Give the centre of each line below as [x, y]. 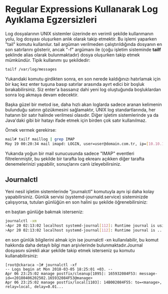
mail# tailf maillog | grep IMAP [40, 139]
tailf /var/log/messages [31, 69]
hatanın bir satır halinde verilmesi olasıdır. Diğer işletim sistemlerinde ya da [82, 115]
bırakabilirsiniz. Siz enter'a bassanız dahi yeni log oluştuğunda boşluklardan [83, 89]
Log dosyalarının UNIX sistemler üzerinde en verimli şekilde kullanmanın [79, 33]
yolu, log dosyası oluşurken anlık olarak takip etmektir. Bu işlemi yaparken [81, 39]
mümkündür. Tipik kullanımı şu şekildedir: [48, 60]
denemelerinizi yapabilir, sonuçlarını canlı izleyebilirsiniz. [63, 164]
